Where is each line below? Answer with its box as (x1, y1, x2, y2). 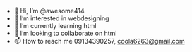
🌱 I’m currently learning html (13, 22, 97, 30)
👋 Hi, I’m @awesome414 (13, 7, 85, 15)
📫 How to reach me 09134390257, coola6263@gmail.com (13, 37, 185, 45)
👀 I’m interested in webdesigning (13, 14, 109, 22)
